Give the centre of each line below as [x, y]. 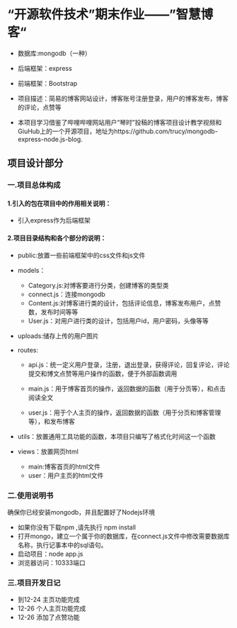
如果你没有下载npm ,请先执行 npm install [77, 527]
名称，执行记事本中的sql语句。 [62, 545]
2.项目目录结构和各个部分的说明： [57, 238]
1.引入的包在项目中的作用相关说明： [59, 203]
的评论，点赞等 [39, 107]
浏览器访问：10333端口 [52, 562]
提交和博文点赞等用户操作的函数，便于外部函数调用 [103, 374]
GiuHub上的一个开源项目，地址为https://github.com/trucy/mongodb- [117, 131]
